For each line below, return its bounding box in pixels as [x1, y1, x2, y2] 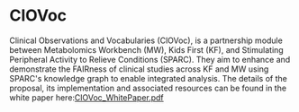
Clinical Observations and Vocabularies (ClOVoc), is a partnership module [9, 35, 284, 46]
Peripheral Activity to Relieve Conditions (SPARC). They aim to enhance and [9, 54, 291, 65]
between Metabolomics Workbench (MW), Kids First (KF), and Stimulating [9, 44, 284, 55]
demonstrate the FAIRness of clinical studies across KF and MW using [9, 64, 269, 74]
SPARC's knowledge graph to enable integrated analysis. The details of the [9, 73, 288, 83]
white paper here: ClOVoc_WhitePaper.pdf [9, 91, 164, 103]
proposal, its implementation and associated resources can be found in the [9, 82, 286, 93]
